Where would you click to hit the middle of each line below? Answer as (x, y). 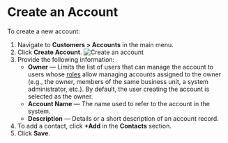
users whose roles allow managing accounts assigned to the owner (124, 74)
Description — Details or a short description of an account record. (123, 118)
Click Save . (34, 133)
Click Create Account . (50, 52)
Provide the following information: (66, 59)
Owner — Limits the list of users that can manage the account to (121, 67)
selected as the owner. (60, 96)
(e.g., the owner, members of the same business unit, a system (118, 81)
